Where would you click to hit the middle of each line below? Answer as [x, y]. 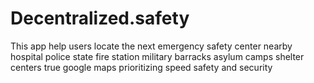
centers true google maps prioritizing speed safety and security [141, 67]
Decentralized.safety [100, 18]
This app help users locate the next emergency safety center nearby [151, 46]
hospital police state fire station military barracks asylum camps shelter [157, 56]
